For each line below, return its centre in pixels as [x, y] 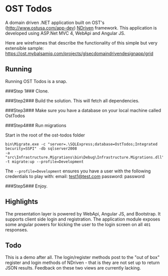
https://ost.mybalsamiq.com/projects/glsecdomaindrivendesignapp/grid [79, 53]
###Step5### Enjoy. [26, 186]
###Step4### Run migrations [36, 125]
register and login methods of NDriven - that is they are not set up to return [82, 262]
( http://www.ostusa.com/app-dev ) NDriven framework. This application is [81, 27]
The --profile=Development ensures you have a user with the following [78, 171]
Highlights [22, 202]
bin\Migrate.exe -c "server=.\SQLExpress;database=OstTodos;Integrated [81, 144]
